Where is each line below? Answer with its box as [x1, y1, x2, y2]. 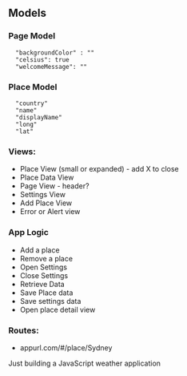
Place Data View [19, 172, 74, 183]
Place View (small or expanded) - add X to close [19, 164, 179, 174]
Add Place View [19, 198, 73, 208]
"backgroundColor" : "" [15, 48, 94, 57]
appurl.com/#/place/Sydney [19, 342, 113, 352]
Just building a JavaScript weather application [8, 358, 161, 368]
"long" [15, 120, 38, 128]
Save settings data [19, 296, 82, 305]
